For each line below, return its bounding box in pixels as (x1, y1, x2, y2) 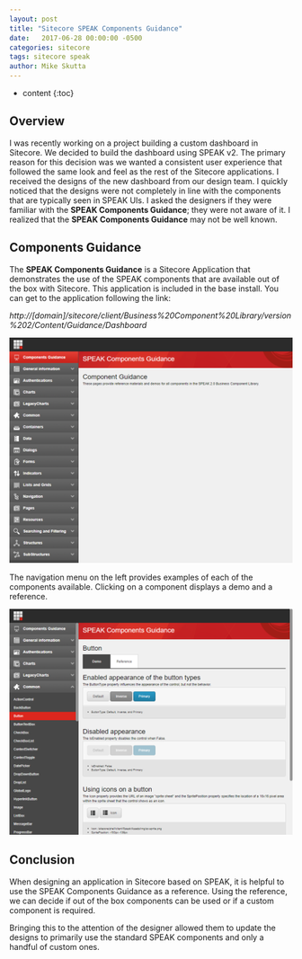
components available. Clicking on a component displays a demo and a (9, 582, 273, 592)
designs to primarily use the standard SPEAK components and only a (9, 931, 264, 943)
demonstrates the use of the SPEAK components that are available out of (9, 273, 280, 284)
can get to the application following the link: (9, 292, 172, 303)
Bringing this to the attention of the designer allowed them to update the (9, 922, 276, 933)
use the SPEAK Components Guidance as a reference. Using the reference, (9, 885, 288, 896)
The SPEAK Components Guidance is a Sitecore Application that (9, 263, 251, 274)
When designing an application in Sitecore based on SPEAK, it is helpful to (9, 876, 285, 887)
